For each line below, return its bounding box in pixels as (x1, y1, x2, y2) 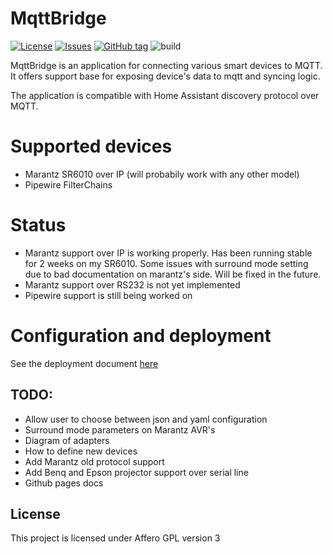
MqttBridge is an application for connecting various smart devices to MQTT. (10, 59, 323, 71)
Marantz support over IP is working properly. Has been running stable (24, 247, 313, 259)
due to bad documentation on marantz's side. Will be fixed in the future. (24, 268, 322, 280)
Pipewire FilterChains (24, 178, 113, 191)
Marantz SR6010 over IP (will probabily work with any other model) (24, 168, 300, 180)
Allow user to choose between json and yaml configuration (24, 413, 268, 425)
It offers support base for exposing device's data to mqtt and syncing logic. (10, 70, 321, 82)
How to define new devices (24, 445, 138, 457)
